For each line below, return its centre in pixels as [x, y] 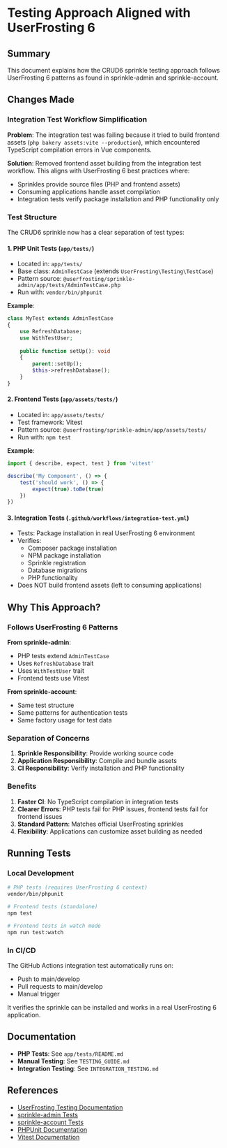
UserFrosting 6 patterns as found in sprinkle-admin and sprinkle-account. [113, 78]
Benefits [22, 786]
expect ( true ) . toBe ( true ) [68, 489]
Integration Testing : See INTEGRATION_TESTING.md [88, 1068]
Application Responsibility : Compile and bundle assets [97, 761]
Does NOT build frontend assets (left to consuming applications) [109, 586]
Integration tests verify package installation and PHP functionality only [118, 199]
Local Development [41, 873]
